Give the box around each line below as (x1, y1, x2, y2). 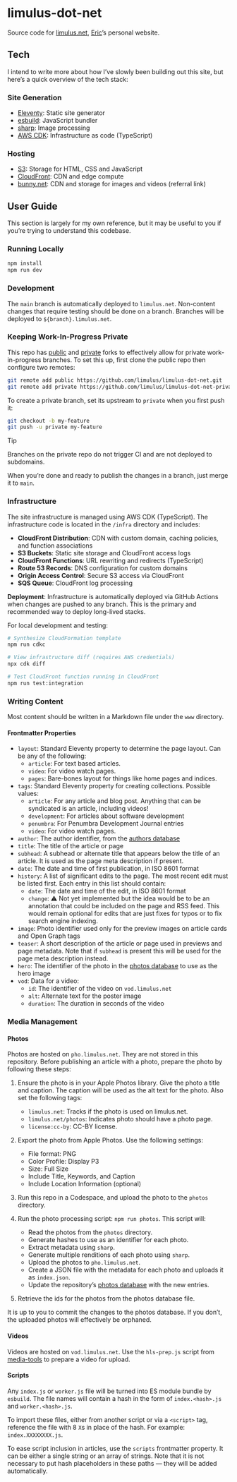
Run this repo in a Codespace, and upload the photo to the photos (17, 1193, 209, 1202)
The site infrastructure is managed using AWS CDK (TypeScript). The (7, 512, 208, 521)
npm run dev (7, 267, 42, 274)
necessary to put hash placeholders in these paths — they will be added (7, 1459, 217, 1467)
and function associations (17, 541, 93, 550)
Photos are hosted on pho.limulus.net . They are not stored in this (7, 1050, 199, 1059)
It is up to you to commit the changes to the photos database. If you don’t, (7, 1308, 222, 1317)
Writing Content (7, 697, 63, 706)
